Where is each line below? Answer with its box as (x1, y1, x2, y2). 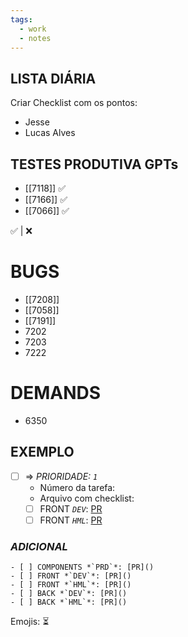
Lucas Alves (24, 127, 76, 139)
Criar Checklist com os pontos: (10, 97, 138, 109)
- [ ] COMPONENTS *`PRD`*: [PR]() (10, 562, 155, 573)
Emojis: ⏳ (10, 616, 50, 628)
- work (19, 24, 47, 34)
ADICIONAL (10, 539, 68, 553)
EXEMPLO (10, 444, 75, 461)
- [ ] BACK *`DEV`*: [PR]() (10, 589, 128, 599)
